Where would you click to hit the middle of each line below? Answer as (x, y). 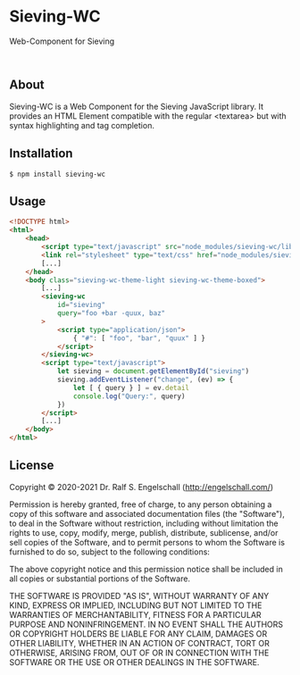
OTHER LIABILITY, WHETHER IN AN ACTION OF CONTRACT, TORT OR (139, 643)
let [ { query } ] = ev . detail (131, 387)
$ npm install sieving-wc (57, 174)
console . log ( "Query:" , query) (129, 396)
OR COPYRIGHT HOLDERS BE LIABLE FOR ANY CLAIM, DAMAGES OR (138, 633)
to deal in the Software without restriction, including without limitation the (144, 523)
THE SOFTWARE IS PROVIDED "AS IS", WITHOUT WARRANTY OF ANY (139, 596)
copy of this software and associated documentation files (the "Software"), (147, 513)
